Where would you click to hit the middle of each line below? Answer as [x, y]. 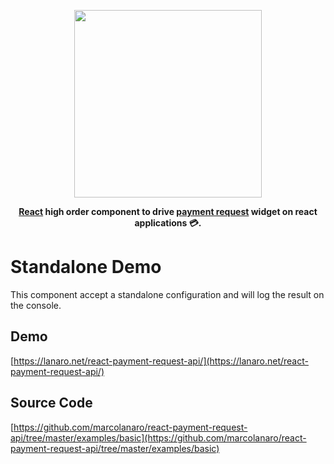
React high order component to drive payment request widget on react [168, 211]
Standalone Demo [86, 267]
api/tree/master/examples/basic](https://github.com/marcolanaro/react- [158, 437]
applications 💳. [168, 223]
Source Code [51, 403]
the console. [36, 305]
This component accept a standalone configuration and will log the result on [167, 294]
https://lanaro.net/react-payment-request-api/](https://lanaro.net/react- [161, 361]
